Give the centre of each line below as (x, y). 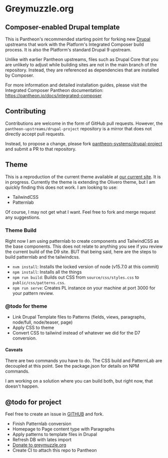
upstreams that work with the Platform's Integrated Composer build (74, 44)
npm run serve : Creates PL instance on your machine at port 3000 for (84, 288)
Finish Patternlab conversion (42, 424)
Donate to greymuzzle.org (39, 445)
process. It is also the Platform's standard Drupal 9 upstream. (68, 50)
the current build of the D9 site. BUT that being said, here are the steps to (81, 251)
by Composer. (19, 75)
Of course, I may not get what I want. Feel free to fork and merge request (80, 212)
